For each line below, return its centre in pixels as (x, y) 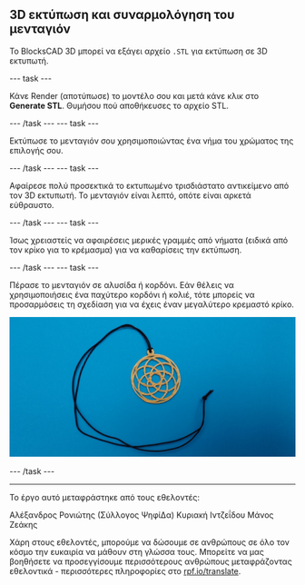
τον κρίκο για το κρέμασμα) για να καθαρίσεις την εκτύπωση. (126, 250)
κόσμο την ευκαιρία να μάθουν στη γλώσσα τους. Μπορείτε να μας (137, 552)
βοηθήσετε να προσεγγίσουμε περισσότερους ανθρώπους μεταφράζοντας (151, 561)
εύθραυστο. (32, 204)
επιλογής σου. (36, 150)
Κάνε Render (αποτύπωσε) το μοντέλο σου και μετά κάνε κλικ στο (134, 95)
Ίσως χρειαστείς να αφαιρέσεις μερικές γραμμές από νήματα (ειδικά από (149, 240)
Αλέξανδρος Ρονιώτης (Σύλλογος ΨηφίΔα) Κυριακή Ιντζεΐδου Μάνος (142, 515)
